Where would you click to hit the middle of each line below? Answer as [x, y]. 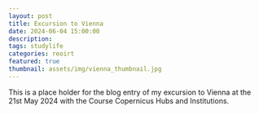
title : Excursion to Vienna [56, 24]
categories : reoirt [42, 54]
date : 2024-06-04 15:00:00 [54, 31]
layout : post [31, 16]
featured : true [34, 62]
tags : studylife [36, 46]
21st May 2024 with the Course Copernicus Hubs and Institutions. [119, 101]
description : [31, 39]
